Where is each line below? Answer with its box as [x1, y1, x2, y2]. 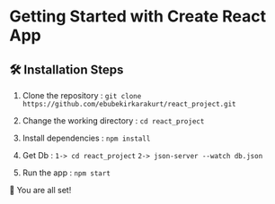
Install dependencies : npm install [22, 132, 151, 143]
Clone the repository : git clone [22, 90, 142, 100]
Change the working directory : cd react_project [22, 115, 205, 126]
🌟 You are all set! [9, 185, 72, 195]
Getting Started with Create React [9, 6, 267, 27]
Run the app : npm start [22, 167, 111, 178]
